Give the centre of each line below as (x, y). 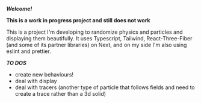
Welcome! (19, 9)
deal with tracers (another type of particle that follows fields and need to (105, 87)
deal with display (36, 81)
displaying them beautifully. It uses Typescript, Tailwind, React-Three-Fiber (99, 38)
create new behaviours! (44, 74)
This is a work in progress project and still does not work (78, 20)
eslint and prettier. (29, 51)
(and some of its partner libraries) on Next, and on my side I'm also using (97, 45)
